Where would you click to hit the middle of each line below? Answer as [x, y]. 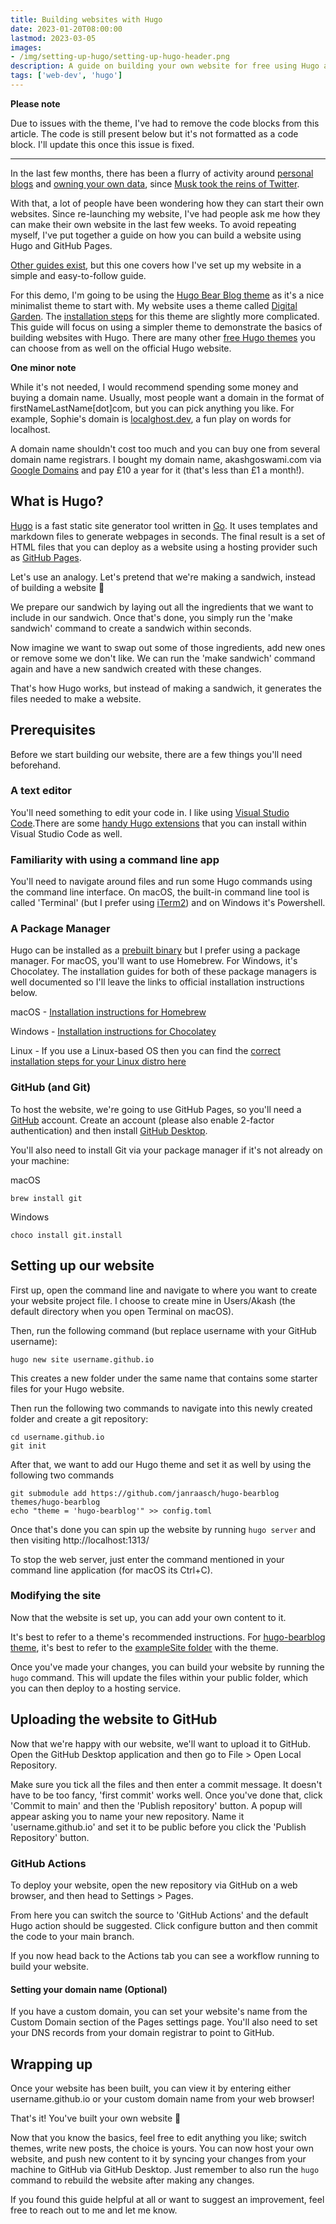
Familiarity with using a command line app [115, 859]
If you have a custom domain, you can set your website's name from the [159, 2012]
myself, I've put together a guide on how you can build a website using [156, 235]
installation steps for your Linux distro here [98, 1062]
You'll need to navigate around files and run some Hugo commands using [161, 882]
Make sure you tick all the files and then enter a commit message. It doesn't [166, 1784]
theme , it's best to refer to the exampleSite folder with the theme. [144, 1647]
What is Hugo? [57, 501]
